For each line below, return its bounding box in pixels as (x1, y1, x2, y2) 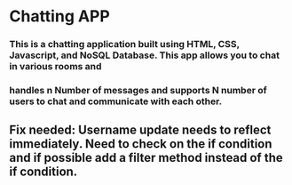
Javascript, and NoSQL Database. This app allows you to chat (9, 49, 280, 61)
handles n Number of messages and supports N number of (9, 84, 268, 97)
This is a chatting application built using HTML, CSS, (9, 38, 240, 51)
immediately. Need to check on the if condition (9, 136, 272, 152)
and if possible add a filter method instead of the (9, 150, 284, 165)
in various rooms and (9, 60, 102, 73)
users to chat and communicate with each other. (9, 95, 223, 108)
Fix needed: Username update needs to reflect (9, 123, 272, 138)
